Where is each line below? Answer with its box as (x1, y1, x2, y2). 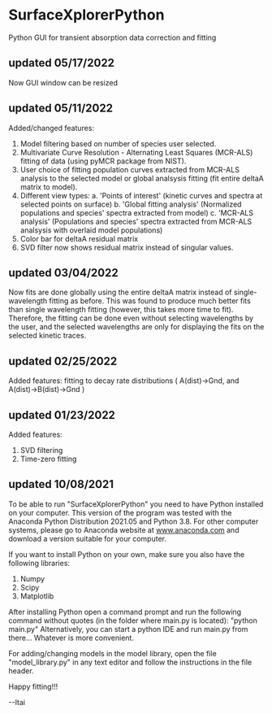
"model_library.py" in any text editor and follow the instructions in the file (8, 657, 253, 667)
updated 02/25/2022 (8, 354, 118, 368)
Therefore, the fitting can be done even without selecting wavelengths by (8, 313, 254, 323)
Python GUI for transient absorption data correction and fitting (8, 33, 217, 42)
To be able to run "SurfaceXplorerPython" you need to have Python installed (8, 498, 264, 509)
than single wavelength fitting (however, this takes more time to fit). (8, 305, 234, 315)
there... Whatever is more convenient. (8, 633, 134, 642)
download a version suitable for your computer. (8, 533, 166, 543)
